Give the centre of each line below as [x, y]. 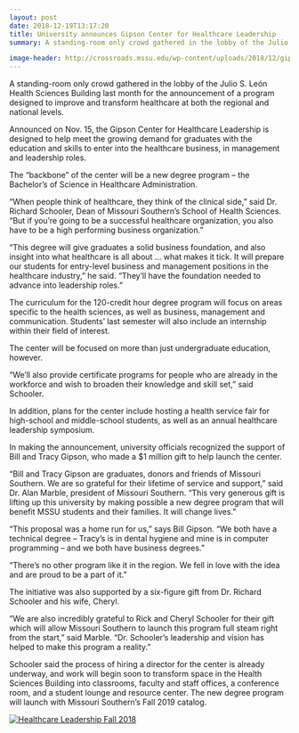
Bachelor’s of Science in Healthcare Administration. [104, 184]
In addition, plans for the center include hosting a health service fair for [139, 411]
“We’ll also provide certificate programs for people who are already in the [144, 375]
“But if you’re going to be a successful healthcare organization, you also [141, 221]
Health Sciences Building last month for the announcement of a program [142, 94]
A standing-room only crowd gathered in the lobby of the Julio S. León [138, 84]
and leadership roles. [48, 158]
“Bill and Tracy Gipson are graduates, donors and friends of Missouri [135, 474]
